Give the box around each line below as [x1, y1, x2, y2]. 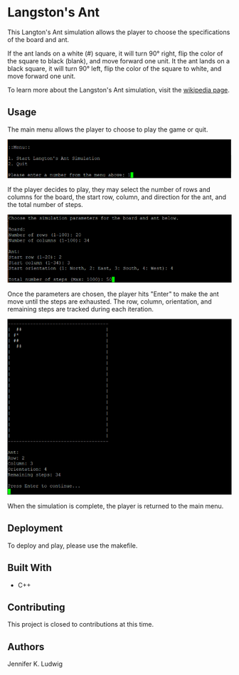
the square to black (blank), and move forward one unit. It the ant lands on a [7, 56, 230, 65]
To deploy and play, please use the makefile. [7, 541, 138, 550]
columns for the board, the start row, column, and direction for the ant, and [7, 193, 226, 201]
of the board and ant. [7, 35, 70, 43]
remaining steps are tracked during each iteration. [7, 304, 154, 313]
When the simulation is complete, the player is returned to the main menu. [7, 502, 224, 511]
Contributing [7, 602, 65, 614]
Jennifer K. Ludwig [7, 659, 63, 669]
